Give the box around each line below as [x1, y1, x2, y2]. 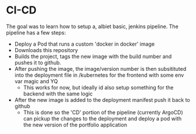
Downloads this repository [14, 46, 78, 53]
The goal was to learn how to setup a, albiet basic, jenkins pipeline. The [6, 23, 178, 30]
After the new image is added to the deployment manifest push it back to [14, 96, 190, 103]
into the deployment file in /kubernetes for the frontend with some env [14, 71, 184, 78]
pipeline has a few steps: [6, 29, 66, 36]
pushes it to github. [14, 59, 61, 66]
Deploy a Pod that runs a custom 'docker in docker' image [14, 40, 155, 47]
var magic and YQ [14, 77, 59, 85]
